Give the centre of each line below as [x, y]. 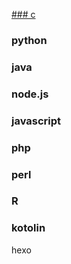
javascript [36, 121]
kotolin [28, 228]
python [29, 40]
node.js [30, 94]
